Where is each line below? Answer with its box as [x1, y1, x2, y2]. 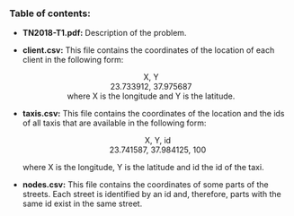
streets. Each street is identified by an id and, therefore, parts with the [22, 189, 281, 200]
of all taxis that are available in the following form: [22, 117, 207, 128]
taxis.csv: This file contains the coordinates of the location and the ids [22, 108, 285, 119]
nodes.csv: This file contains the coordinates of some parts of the [22, 179, 269, 190]
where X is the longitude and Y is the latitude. [67, 91, 236, 101]
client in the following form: [22, 55, 124, 65]
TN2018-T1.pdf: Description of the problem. [22, 28, 187, 39]
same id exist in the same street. [22, 198, 143, 209]
